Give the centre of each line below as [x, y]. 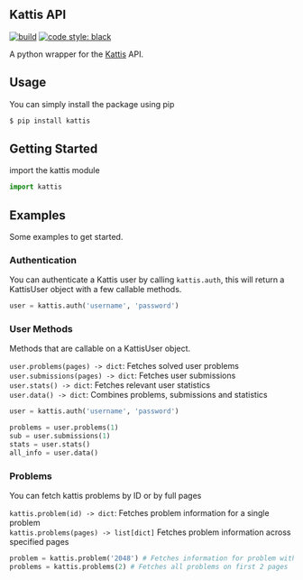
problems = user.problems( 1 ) [64, 428]
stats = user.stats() [50, 445]
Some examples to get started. [66, 237]
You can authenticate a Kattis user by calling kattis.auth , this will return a [147, 280]
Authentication [43, 260]
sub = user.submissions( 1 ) [60, 437]
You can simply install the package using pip [92, 104]
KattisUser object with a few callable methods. [96, 290]
